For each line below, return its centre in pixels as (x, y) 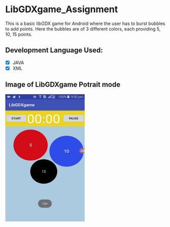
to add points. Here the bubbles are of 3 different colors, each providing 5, (83, 29)
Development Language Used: (54, 50)
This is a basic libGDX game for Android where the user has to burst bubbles (86, 23)
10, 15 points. (19, 34)
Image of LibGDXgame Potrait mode (63, 85)
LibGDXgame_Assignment (62, 9)
